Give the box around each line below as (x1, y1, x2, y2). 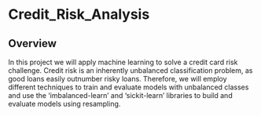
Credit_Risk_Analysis (8, 5, 150, 24)
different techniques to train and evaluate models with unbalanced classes (8, 82, 249, 92)
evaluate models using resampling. (8, 100, 121, 108)
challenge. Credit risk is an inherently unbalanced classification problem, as (8, 66, 253, 75)
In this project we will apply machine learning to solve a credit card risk (8, 57, 238, 67)
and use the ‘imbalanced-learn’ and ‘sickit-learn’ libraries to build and (8, 91, 233, 100)
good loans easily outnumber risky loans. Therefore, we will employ (8, 74, 227, 83)
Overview (8, 37, 57, 50)
